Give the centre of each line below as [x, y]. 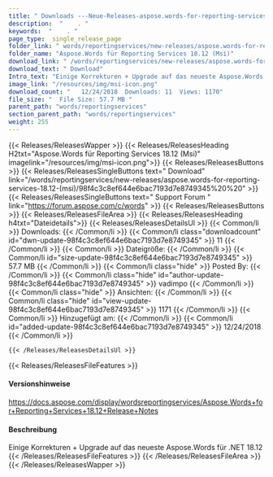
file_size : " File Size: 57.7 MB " [70, 99]
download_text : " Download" [56, 69]
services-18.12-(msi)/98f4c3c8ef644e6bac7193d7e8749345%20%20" [127, 188]
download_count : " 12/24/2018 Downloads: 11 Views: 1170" [116, 92]
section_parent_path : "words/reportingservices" [92, 115]
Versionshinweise [39, 384]
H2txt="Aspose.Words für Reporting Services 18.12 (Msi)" [105, 153]
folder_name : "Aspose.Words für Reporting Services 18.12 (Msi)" [121, 54]
